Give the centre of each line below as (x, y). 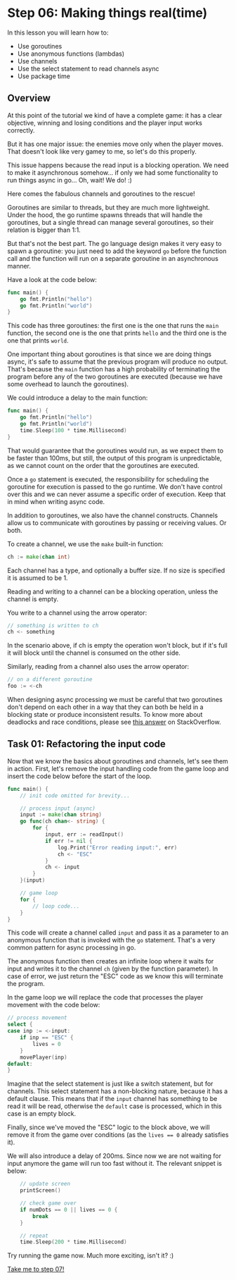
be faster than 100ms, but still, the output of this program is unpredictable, (115, 458)
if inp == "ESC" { (47, 1038)
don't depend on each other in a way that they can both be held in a (105, 707)
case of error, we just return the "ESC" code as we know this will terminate (115, 976)
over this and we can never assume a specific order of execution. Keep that (117, 494)
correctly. (21, 130)
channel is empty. (33, 599)
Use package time (44, 76)
